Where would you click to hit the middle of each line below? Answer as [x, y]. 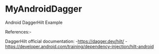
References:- [18, 32]
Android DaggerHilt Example [34, 22]
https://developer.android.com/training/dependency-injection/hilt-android [79, 46]
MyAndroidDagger [44, 9]
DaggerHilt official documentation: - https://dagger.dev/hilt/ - [66, 41]
